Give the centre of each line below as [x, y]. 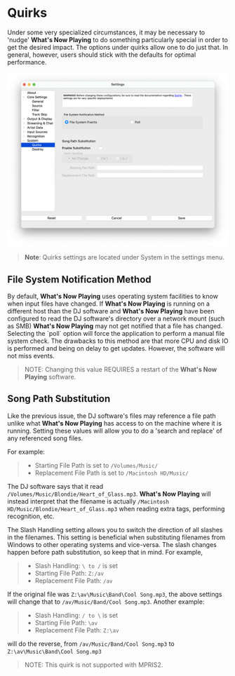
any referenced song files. [45, 438]
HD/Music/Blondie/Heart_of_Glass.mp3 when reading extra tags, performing [116, 508]
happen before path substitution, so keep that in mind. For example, [105, 552]
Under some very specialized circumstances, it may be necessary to [106, 32]
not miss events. [31, 356]
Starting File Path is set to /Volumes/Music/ [96, 465]
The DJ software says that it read [55, 486]
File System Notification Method [80, 279]
